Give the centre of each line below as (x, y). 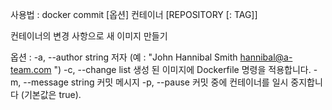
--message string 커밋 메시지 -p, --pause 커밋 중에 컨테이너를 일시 (156, 82)
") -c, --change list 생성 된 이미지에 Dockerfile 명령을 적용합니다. (182, 69)
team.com (31, 69)
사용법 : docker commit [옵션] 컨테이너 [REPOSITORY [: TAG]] (134, 14)
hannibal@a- (266, 57)
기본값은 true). (52, 94)
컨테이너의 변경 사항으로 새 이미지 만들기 (89, 36)
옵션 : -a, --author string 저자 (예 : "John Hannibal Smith (124, 57)
